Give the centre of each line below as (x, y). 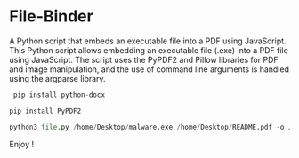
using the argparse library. (57, 78)
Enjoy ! (22, 144)
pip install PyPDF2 (45, 111)
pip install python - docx (59, 95)
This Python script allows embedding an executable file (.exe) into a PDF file (149, 50)
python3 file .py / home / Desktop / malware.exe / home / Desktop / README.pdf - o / (151, 127)
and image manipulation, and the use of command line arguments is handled (149, 69)
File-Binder (51, 16)
